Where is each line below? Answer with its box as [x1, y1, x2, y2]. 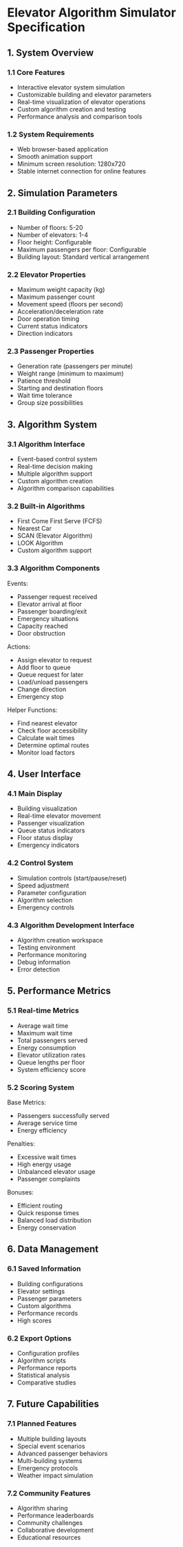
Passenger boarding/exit [17, 607, 87, 615]
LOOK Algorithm [17, 539, 64, 547]
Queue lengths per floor [17, 1058, 85, 1066]
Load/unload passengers [17, 677, 88, 686]
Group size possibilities [17, 399, 84, 407]
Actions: [7, 642, 31, 651]
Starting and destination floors [17, 384, 104, 392]
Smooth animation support [17, 153, 93, 161]
